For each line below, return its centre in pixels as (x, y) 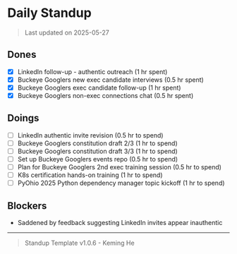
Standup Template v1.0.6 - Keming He (80, 243)
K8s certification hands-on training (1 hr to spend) (90, 175)
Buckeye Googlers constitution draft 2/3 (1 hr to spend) (97, 143)
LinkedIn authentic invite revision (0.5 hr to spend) (90, 135)
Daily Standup (49, 13)
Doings (23, 118)
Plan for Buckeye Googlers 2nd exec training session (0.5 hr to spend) (120, 167)
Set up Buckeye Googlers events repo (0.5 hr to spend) (98, 159)
